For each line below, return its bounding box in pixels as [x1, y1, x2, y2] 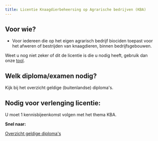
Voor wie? [5, 25, 36, 34]
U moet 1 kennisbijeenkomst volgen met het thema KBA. [5, 112, 117, 118]
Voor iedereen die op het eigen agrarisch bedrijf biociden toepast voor [12, 38, 153, 44]
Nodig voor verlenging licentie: [5, 99, 101, 107]
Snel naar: [5, 121, 26, 127]
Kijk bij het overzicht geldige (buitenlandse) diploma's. [5, 85, 113, 90]
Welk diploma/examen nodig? [5, 71, 97, 80]
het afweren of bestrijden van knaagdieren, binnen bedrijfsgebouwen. [12, 43, 152, 49]
